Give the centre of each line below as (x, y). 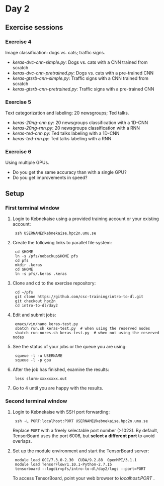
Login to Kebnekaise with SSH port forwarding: (61, 412)
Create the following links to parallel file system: (62, 243)
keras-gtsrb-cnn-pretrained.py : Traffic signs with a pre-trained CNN (83, 89)
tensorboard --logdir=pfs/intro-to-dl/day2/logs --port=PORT (80, 469)
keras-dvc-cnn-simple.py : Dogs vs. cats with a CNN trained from (80, 62)
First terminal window (32, 208)
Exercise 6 (18, 152)
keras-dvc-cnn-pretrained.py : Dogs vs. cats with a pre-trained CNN (83, 73)
